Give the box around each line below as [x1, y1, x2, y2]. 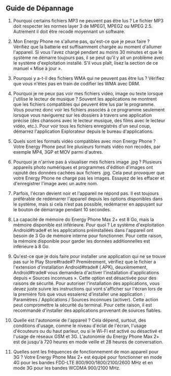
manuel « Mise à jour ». [13, 65, 62, 71]
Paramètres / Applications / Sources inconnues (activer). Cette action [13, 296, 159, 302]
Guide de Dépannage [6, 4, 74, 13]
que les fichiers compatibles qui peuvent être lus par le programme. [13, 101, 155, 107]
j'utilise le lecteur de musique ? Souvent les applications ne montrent [13, 96, 157, 102]
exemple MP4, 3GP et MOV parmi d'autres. [13, 149, 104, 155]
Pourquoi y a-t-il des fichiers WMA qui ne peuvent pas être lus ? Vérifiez [13, 75, 164, 81]
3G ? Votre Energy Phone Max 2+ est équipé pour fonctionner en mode [13, 354, 162, 360]
